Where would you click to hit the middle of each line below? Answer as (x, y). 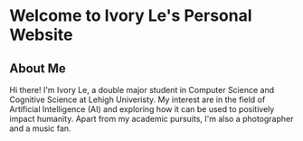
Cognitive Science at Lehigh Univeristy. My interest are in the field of (137, 99)
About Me (38, 68)
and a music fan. (40, 128)
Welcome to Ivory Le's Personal (131, 16)
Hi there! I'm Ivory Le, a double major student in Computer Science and (142, 90)
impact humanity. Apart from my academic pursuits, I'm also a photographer (151, 119)
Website (41, 35)
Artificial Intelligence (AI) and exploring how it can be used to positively (142, 109)
